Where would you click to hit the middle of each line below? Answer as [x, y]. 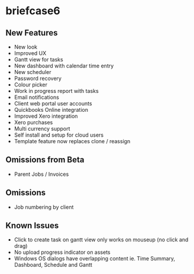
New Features [32, 33]
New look [26, 47]
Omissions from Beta [45, 160]
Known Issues [32, 226]
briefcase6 [33, 11]
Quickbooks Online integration [51, 110]
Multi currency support [42, 129]
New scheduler [33, 72]
